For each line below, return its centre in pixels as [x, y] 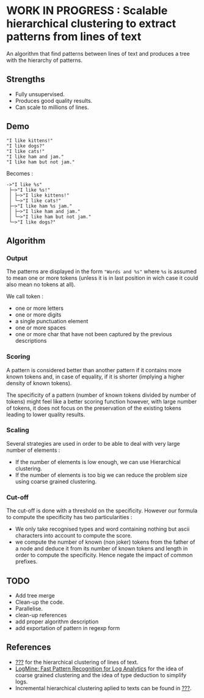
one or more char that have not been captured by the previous [93, 334]
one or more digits [38, 315]
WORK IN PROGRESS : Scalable [87, 11]
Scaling [18, 430]
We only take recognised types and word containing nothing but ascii [102, 529]
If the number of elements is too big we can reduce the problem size [101, 475]
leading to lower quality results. [46, 415]
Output [17, 258]
